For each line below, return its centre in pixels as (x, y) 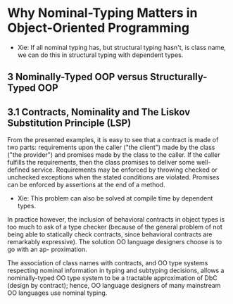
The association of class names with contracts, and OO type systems (108, 263)
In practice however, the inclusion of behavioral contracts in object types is (116, 220)
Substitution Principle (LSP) (69, 123)
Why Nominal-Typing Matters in (102, 13)
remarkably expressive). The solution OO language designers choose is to (115, 242)
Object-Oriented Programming (99, 28)
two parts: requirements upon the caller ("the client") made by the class (111, 147)
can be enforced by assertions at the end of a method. (86, 185)
